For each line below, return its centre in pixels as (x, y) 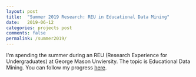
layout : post (22, 11)
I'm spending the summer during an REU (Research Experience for (87, 55)
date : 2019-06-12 (30, 22)
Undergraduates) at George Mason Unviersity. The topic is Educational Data (98, 61)
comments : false (26, 33)
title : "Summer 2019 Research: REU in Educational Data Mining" (88, 17)
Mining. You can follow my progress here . (57, 67)
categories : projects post (39, 28)
